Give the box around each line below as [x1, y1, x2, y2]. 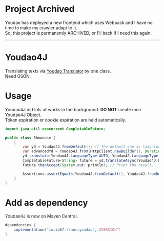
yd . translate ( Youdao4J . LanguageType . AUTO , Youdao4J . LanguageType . [22, 153, 161, 159]
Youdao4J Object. [5, 112, 41, 118]
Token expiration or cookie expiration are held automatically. [5, 117, 126, 123]
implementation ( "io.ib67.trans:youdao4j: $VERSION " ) [14, 227, 121, 232]
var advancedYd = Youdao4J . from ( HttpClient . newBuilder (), [22, 149, 143, 154]
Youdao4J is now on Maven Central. [5, 213, 78, 219]
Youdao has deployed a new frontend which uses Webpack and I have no [5, 20, 153, 25]
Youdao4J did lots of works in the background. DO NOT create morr [5, 106, 142, 112]
